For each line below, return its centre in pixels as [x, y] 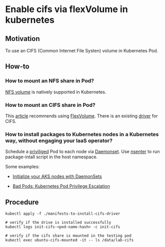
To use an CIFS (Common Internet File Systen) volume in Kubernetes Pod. [82, 51]
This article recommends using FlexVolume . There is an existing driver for [81, 116]
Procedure [22, 202]
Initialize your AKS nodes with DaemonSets [57, 176]
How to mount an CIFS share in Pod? [50, 105]
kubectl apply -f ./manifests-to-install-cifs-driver [63, 214]
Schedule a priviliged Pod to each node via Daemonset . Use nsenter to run [82, 152]
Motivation [23, 39]
